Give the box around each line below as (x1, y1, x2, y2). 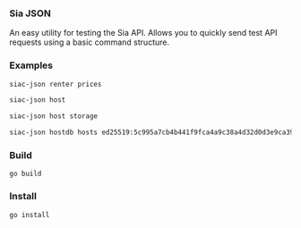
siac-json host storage (9, 112, 99, 121)
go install (9, 210, 50, 219)
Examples (9, 59, 54, 72)
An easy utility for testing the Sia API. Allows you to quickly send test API (9, 28, 278, 38)
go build (9, 169, 42, 179)
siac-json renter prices (9, 80, 102, 89)
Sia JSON (9, 7, 51, 20)
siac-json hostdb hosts (9, 128, 99, 137)
